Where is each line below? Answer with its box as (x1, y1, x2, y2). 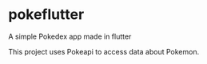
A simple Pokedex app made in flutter (8, 32, 132, 41)
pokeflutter (8, 6, 85, 24)
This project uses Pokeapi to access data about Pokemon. (8, 47, 200, 56)
